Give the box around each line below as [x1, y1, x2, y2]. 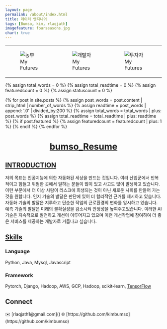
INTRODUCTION [5, 161, 57, 169]
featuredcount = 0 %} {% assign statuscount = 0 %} [5, 88, 113, 93]
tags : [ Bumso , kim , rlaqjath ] [5, 21, 68, 26]
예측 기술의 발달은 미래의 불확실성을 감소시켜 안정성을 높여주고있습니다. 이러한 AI [5, 206, 162, 212]
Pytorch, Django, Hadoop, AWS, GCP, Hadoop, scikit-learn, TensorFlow [5, 283, 152, 289]
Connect [5, 298, 33, 306]
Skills [5, 233, 22, 242]
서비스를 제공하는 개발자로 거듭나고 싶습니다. [10, 218, 97, 224]
